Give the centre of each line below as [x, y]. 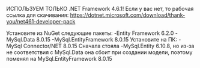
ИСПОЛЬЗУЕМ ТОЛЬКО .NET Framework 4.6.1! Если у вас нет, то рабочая [100, 9]
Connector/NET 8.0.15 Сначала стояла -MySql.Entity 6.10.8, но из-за [109, 46]
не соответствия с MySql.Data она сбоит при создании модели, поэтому [99, 52]
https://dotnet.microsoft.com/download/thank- [128, 15]
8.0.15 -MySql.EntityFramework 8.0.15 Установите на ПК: [107, 39]
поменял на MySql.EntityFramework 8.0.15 [59, 59]
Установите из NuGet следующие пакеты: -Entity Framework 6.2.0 [90, 33]
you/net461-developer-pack [41, 21]
